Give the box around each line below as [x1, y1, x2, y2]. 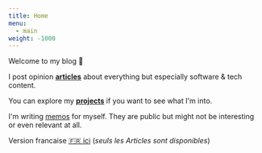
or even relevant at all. [8, 120, 82, 130]
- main [15, 27, 38, 35]
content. [8, 81, 36, 90]
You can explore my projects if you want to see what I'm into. [8, 96, 213, 105]
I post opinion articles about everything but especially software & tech [8, 72, 243, 81]
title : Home [8, 11, 48, 20]
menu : [8, 19, 27, 27]
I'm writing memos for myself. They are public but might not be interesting [8, 112, 255, 122]
